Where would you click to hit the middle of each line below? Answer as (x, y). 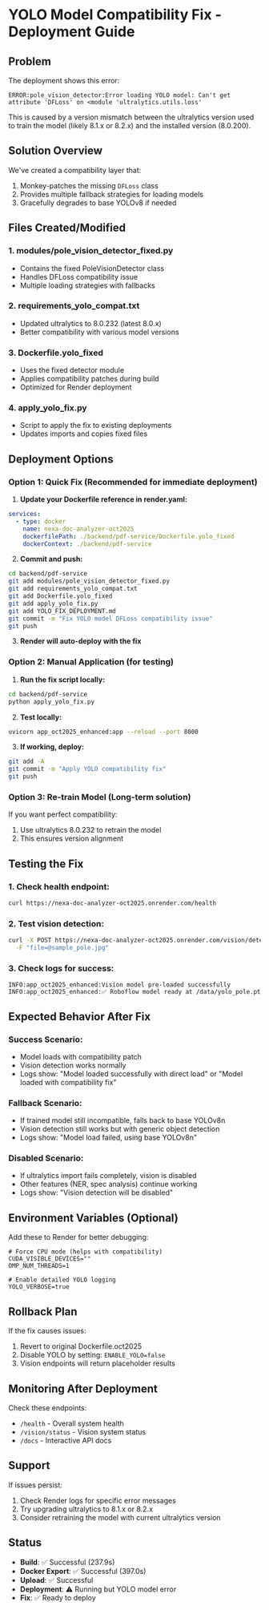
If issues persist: (35, 1485)
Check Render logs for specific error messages (98, 1500)
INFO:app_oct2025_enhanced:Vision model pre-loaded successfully (119, 985)
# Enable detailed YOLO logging (62, 1280)
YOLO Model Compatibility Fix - (115, 15)
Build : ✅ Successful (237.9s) (67, 1562)
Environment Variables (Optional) (93, 1218)
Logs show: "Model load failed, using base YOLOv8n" (108, 1138)
